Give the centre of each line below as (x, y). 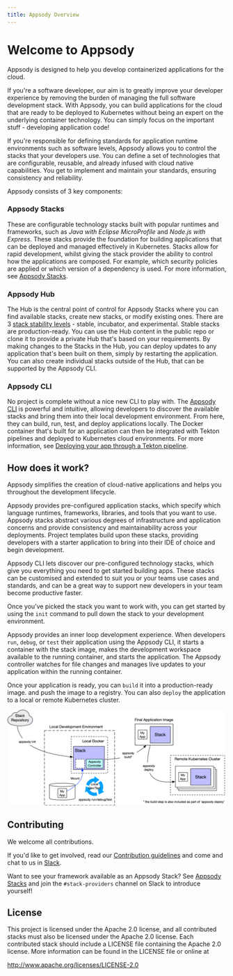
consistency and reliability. (45, 178)
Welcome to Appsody (71, 50)
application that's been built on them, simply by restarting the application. (113, 354)
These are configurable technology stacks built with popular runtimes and (113, 224)
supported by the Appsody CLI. (52, 368)
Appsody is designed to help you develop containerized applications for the (115, 69)
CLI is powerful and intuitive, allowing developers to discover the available (113, 409)
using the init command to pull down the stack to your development (106, 614)
